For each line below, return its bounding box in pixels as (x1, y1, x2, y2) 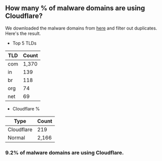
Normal (8, 134, 25, 141)
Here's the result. (5, 30, 41, 36)
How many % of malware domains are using (5, 4, 145, 12)
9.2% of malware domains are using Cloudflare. (5, 149, 124, 156)
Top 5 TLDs (12, 40, 37, 46)
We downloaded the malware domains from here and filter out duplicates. (5, 25, 157, 31)
